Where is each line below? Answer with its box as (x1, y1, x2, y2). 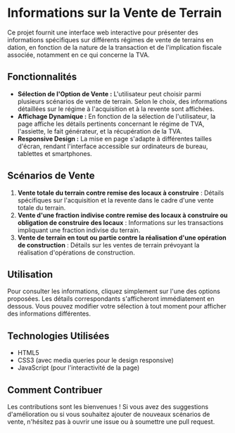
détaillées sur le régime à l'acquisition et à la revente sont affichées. (17, 104, 215, 113)
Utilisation (7, 269, 53, 280)
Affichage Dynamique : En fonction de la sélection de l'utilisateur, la (17, 112, 216, 120)
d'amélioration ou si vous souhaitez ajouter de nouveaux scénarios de (7, 410, 210, 418)
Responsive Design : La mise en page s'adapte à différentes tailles (17, 134, 212, 143)
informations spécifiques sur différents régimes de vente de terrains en (7, 35, 213, 44)
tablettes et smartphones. (17, 149, 93, 157)
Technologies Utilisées (7, 330, 110, 342)
